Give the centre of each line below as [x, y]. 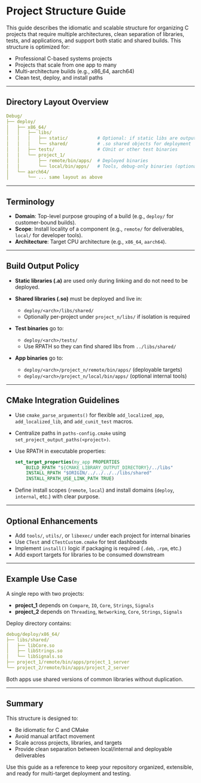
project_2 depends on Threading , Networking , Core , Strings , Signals [98, 611]
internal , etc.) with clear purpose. [57, 497]
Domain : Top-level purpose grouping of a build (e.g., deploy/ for [94, 216]
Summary [25, 704]
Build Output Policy [43, 266]
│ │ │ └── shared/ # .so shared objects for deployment [99, 144]
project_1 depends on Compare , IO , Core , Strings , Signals [84, 605]
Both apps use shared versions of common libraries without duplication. [95, 679]
